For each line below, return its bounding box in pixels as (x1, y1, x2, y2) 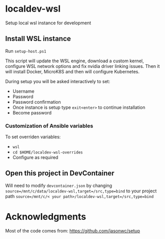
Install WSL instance (5, 34, 71, 43)
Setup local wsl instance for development (5, 20, 91, 26)
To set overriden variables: (5, 134, 61, 140)
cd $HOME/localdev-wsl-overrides (12, 150, 83, 155)
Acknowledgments (5, 211, 87, 223)
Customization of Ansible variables (5, 122, 93, 129)
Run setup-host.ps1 (5, 48, 46, 54)
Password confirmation (12, 99, 62, 105)
